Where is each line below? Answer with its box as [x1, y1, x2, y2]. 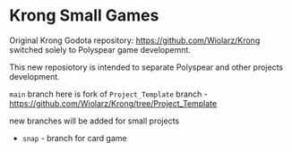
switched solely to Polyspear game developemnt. [9, 44, 191, 55]
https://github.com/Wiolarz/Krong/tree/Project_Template [9, 97, 218, 108]
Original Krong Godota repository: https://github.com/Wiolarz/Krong [9, 35, 261, 46]
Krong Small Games [9, 5, 159, 26]
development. [9, 71, 60, 81]
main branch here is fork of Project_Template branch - [9, 89, 208, 99]
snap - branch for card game [21, 132, 127, 143]
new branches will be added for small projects [9, 115, 180, 126]
